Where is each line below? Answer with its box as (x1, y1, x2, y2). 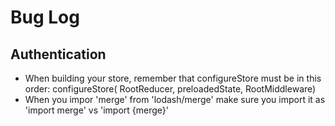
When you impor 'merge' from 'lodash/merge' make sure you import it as (24, 94, 326, 105)
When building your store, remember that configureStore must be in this (24, 72, 322, 84)
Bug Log (10, 6, 80, 29)
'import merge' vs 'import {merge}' (24, 104, 169, 116)
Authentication (10, 46, 107, 63)
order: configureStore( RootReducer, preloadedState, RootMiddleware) (24, 83, 317, 95)
